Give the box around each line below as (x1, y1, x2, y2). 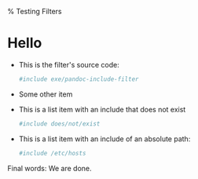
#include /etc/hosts (18, 149, 86, 157)
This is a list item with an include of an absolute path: (18, 133, 191, 144)
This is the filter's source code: (18, 60, 119, 69)
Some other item (18, 89, 73, 99)
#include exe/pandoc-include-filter (18, 75, 139, 83)
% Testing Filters (7, 7, 62, 16)
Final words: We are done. (7, 163, 92, 173)
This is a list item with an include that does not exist (18, 104, 186, 114)
